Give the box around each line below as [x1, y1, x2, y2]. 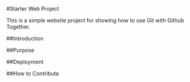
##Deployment [6, 58, 44, 65]
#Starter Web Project [6, 5, 59, 12]
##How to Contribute [6, 70, 60, 77]
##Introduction [6, 35, 44, 42]
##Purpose [6, 46, 35, 54]
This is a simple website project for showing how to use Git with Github [6, 17, 185, 24]
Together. [6, 24, 30, 30]
